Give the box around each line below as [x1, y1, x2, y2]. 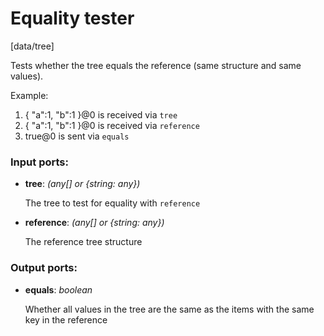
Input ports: [10, 155, 69, 169]
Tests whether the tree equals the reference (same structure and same [10, 59, 302, 71]
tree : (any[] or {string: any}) [24, 178, 141, 190]
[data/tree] [10, 40, 55, 52]
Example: [10, 89, 49, 101]
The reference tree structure [24, 236, 143, 248]
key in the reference [24, 313, 108, 326]
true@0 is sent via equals [24, 130, 130, 142]
